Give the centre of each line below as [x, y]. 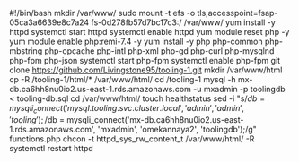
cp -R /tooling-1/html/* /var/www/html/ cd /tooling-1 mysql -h [123, 79]
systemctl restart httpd [52, 148]
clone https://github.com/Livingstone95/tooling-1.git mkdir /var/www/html [146, 70]
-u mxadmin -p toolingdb [239, 89]
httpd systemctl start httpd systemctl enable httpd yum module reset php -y [149, 32]
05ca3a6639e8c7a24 [49, 22]
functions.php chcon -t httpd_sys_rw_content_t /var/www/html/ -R [132, 139]
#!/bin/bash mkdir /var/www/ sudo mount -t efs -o [102, 13]
